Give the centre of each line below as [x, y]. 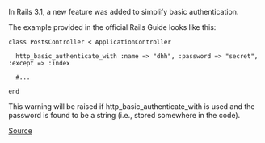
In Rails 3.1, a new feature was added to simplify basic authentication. [124, 12]
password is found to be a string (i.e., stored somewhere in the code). [124, 115]
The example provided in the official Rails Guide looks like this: [112, 27]
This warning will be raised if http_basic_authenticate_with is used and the [132, 107]
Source [20, 131]
